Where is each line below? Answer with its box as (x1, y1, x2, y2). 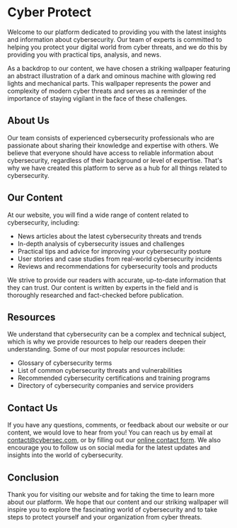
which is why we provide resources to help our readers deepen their (7, 337, 207, 346)
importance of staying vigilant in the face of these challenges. (7, 94, 187, 103)
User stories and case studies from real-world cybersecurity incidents (17, 254, 222, 263)
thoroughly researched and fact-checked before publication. (7, 291, 184, 299)
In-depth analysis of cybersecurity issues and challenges (17, 239, 185, 248)
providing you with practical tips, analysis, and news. (7, 50, 161, 59)
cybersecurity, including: (7, 218, 80, 227)
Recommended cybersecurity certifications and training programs (17, 373, 211, 383)
